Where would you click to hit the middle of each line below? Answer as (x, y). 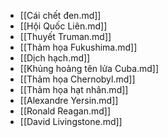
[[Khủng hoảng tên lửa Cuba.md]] (89, 68)
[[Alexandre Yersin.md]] (69, 100)
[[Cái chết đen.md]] (60, 15)
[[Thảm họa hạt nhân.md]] (74, 89)
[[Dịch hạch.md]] (55, 58)
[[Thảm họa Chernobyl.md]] (77, 79)
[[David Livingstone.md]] (71, 121)
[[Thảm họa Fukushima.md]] (78, 47)
